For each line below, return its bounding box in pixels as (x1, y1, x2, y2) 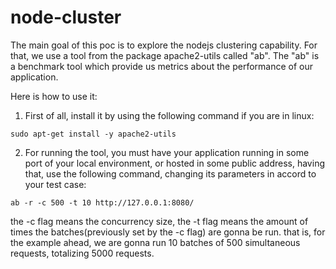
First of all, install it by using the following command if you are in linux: (24, 109, 315, 121)
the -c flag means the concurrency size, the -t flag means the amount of (10, 215, 309, 227)
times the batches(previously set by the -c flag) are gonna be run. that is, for (10, 226, 326, 238)
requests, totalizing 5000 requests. (10, 247, 155, 259)
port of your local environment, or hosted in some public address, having (24, 157, 325, 169)
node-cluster (10, 6, 122, 29)
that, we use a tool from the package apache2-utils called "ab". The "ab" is (10, 49, 320, 61)
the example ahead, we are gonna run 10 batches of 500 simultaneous (10, 236, 301, 248)
